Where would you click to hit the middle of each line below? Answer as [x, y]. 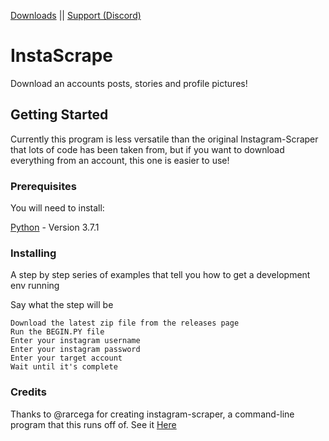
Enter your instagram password [75, 350]
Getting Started [59, 115]
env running [35, 286]
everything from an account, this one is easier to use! [120, 160]
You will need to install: [57, 208]
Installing [33, 253]
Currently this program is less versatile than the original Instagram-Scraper [164, 139]
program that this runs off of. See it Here [93, 424]
